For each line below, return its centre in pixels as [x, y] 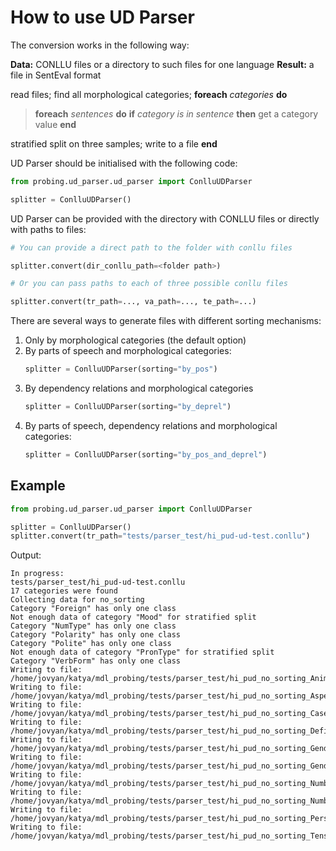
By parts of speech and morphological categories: [128, 351]
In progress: [37, 574]
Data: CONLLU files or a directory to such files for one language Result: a [162, 64]
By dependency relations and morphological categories [139, 388]
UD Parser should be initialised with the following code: [124, 163]
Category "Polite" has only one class [91, 644]
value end [55, 124]
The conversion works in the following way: [100, 45]
